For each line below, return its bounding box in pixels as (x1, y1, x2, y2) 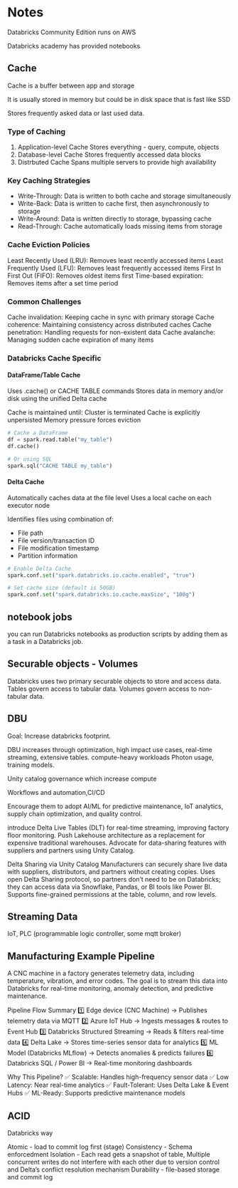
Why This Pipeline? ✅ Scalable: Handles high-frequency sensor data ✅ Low (7, 1073, 229, 1081)
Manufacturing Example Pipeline (7, 950, 155, 962)
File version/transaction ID (17, 536, 95, 545)
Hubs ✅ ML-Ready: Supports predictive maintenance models (7, 1089, 186, 1098)
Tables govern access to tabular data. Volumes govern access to (7, 684, 198, 693)
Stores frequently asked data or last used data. (7, 108, 145, 118)
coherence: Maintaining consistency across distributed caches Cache (7, 320, 212, 328)
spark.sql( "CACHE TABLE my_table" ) (7, 462, 113, 469)
